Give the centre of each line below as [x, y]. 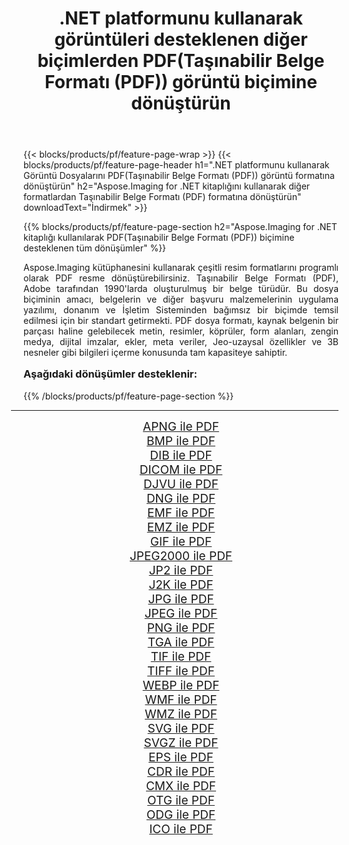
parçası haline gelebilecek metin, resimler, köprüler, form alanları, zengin [181, 331]
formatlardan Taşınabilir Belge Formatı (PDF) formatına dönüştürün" [162, 197]
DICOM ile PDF [181, 469]
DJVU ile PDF [181, 484]
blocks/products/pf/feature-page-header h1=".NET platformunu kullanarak [176, 165]
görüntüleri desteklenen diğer [181, 39]
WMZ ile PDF [181, 714]
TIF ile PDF [181, 656]
